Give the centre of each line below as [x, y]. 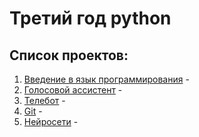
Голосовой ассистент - [73, 90]
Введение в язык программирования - [106, 79]
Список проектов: [69, 55]
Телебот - [44, 100]
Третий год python [90, 18]
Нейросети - [51, 121]
